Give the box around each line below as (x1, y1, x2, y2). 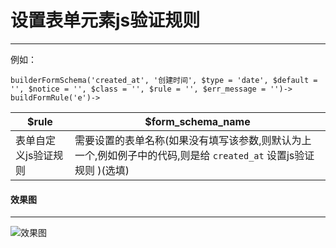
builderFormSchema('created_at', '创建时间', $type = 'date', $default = (10, 75, 318, 85)
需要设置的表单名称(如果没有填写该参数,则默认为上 (74, 133, 312, 147)
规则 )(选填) (74, 163, 130, 177)
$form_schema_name (144, 114, 251, 128)
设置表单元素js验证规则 (10, 9, 201, 32)
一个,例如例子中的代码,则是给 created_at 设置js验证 (74, 148, 315, 162)
